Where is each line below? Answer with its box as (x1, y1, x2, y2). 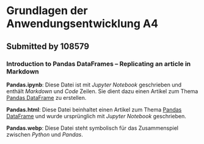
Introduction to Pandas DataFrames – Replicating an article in (6, 59, 191, 68)
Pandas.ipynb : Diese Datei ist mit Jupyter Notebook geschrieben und (6, 81, 182, 88)
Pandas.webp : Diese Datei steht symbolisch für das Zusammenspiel (6, 124, 179, 132)
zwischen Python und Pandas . (6, 131, 84, 138)
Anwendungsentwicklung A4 (6, 17, 159, 31)
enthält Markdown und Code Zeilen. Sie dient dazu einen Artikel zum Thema (6, 87, 199, 95)
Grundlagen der (6, 4, 88, 18)
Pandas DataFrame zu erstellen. (6, 94, 87, 101)
